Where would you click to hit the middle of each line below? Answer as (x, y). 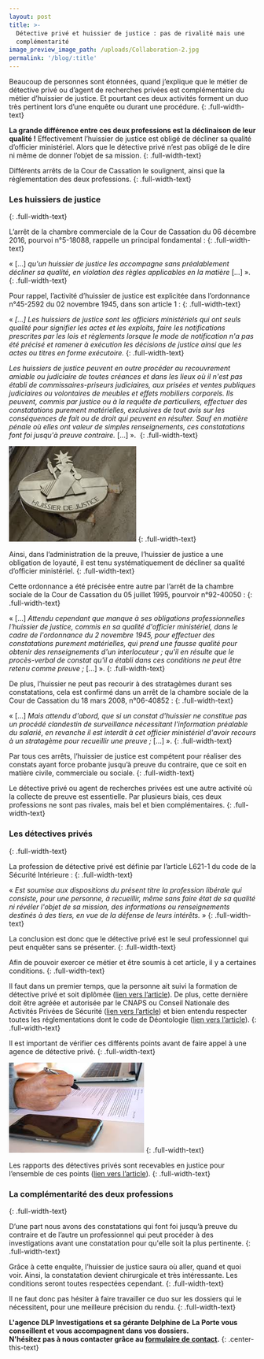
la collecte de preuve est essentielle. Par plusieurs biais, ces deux (115, 796)
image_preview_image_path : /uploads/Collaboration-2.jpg (104, 50)
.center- (241, 1339)
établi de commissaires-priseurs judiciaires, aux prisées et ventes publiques (132, 385)
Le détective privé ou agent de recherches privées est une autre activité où (130, 789)
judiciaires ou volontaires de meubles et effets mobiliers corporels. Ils (121, 393)
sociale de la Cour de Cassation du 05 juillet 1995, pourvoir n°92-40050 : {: (131, 595)
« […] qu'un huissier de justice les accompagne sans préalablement (119, 264)
